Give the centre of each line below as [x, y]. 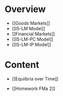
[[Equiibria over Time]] [35, 78]
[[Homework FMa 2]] [33, 88]
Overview [25, 9]
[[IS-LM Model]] [28, 28]
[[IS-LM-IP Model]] [31, 44]
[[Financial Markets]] [33, 34]
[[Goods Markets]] [31, 23]
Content [22, 65]
